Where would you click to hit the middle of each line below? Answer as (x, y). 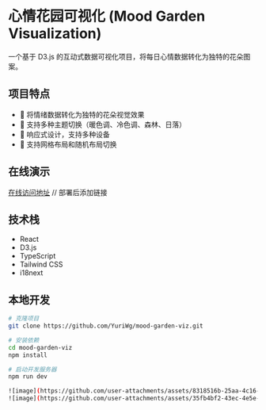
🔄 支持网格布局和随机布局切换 (68, 144)
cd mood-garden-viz (40, 347)
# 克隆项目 (24, 319)
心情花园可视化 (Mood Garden (107, 16)
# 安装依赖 (24, 340)
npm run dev (28, 377)
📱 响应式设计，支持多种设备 (65, 134)
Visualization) (55, 34)
